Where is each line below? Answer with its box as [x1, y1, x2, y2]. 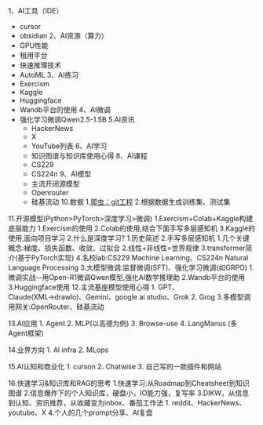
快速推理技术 [19, 60, 61, 70]
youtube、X [8, 408, 47, 417]
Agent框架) [8, 329, 45, 338]
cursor [19, 22, 42, 31]
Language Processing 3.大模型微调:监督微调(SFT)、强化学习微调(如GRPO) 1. [8, 263, 254, 272]
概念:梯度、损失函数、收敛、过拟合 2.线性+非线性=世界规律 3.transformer [8, 243, 246, 252]
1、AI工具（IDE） [8, 6, 64, 15]
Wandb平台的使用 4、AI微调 [19, 105, 111, 114]
